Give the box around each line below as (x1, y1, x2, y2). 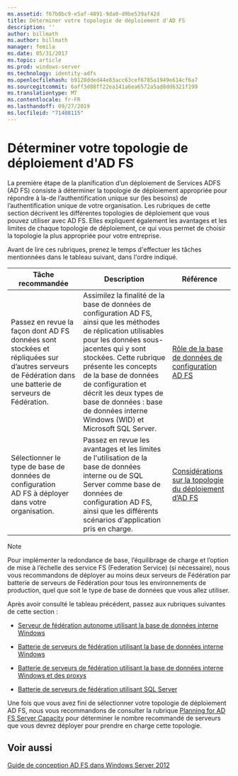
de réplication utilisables (82, 326, 164, 336)
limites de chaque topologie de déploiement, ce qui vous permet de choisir (7, 224, 226, 232)
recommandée (18, 278, 69, 288)
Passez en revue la (11, 317, 74, 327)
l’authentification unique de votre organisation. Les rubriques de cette (7, 201, 211, 209)
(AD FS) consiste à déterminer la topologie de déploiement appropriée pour (7, 186, 228, 195)
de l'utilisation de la (82, 452, 147, 462)
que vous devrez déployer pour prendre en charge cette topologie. (7, 721, 202, 730)
